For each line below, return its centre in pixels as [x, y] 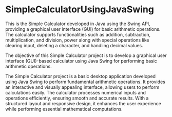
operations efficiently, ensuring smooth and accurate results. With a [77, 98]
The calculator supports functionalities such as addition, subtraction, [78, 34]
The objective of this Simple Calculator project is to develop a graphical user [86, 55]
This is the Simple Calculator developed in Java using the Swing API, [78, 24]
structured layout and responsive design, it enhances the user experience [83, 103]
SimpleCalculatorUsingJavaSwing [80, 9]
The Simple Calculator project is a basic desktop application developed [80, 76]
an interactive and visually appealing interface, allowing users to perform [82, 87]
